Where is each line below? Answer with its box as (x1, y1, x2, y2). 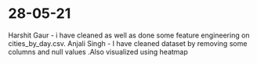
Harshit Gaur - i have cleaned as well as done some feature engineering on (8, 30, 250, 40)
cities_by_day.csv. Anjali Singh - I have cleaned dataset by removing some (8, 38, 248, 48)
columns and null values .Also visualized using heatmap (8, 47, 188, 56)
